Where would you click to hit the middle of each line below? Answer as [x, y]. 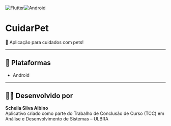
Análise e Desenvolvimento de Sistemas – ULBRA [57, 118]
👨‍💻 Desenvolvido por [39, 96]
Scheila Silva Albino [27, 108]
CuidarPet [27, 28]
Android [21, 75]
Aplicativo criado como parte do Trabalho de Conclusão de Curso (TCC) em [85, 113]
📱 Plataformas [28, 63]
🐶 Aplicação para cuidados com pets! [45, 42]
